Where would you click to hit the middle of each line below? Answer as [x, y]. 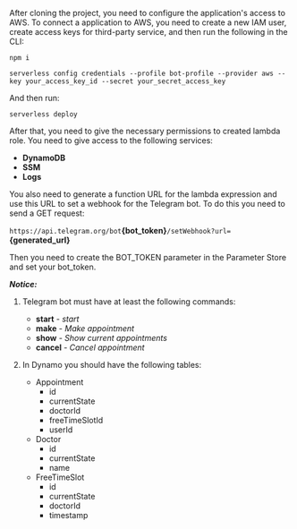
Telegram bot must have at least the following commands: [129, 302]
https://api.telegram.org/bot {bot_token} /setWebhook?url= [120, 230]
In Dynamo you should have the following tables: [112, 365]
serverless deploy [43, 115]
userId [61, 430]
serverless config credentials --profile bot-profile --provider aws [142, 73]
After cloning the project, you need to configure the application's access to [148, 13]
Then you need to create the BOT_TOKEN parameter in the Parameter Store [148, 257]
